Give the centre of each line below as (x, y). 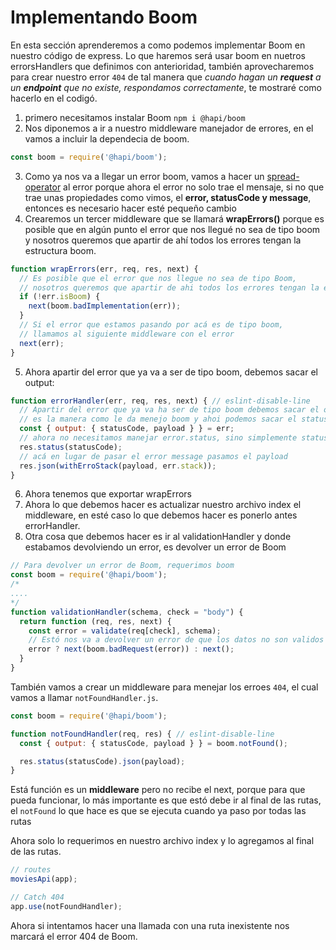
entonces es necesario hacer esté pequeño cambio (130, 208)
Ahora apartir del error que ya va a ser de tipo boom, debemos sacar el (171, 372)
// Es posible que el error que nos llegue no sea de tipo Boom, (158, 278)
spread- (283, 176)
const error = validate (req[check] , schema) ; (125, 631)
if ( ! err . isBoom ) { (60, 297)
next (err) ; (42, 343)
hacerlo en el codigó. (54, 98)
